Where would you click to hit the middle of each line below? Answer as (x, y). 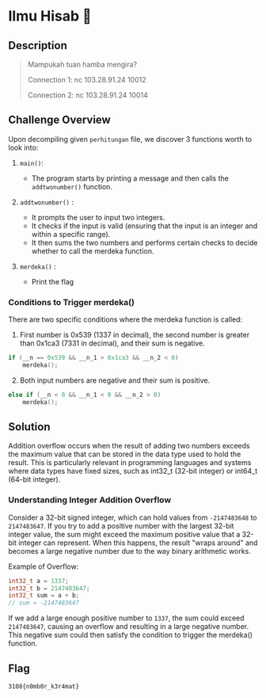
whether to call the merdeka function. (93, 251)
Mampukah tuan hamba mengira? (82, 64)
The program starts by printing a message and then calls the (130, 178)
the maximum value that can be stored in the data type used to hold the (125, 454)
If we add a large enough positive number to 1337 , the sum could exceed (126, 618)
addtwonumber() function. (72, 186)
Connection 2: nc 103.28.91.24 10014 (87, 95)
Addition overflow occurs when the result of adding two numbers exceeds (129, 446)
